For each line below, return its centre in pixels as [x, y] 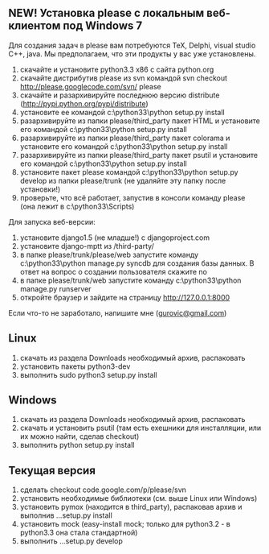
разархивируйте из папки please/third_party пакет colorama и [125, 138]
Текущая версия [52, 470]
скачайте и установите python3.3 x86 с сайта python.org [117, 69]
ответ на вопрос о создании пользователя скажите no [113, 271]
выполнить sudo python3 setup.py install [89, 374]
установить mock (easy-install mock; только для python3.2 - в [125, 524]
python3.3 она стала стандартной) [79, 533]
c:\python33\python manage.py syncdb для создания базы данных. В [137, 263]
